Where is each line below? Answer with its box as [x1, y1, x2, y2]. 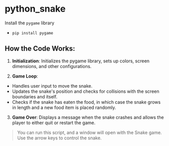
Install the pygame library [5, 20, 55, 26]
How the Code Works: [5, 44, 75, 53]
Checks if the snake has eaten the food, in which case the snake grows [12, 99, 161, 105]
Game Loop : [12, 73, 38, 79]
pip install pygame [12, 30, 54, 35]
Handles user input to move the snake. [12, 83, 93, 89]
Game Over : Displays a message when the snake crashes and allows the [12, 114, 164, 120]
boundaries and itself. [12, 93, 58, 99]
